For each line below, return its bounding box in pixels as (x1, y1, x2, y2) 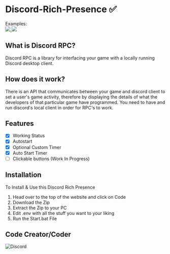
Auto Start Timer (12, 150, 48, 156)
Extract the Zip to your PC (12, 204, 67, 211)
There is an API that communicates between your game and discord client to (5, 88, 165, 94)
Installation (5, 171, 42, 179)
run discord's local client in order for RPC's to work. (5, 104, 114, 111)
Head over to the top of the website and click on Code (12, 194, 126, 200)
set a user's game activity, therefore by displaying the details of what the (5, 94, 158, 100)
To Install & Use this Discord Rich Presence (5, 184, 95, 190)
